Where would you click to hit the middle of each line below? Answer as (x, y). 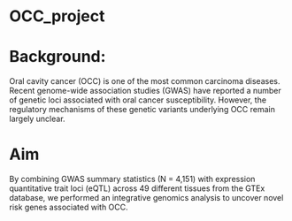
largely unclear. (37, 119)
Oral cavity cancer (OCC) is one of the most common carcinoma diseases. (145, 81)
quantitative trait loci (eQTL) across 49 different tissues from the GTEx (137, 188)
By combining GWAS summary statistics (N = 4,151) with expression (132, 179)
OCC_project (57, 16)
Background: (58, 57)
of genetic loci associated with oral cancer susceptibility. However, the (138, 100)
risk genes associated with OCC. (69, 207)
